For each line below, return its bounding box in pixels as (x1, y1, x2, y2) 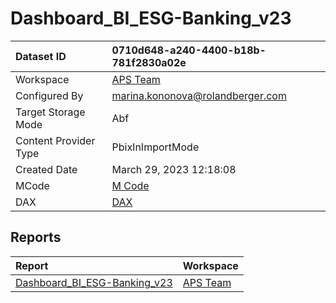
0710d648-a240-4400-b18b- (111, 43, 267, 57)
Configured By (15, 88, 84, 102)
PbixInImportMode (111, 140, 200, 154)
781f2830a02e (111, 55, 187, 69)
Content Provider (15, 133, 96, 147)
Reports (10, 229, 62, 246)
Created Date (15, 162, 78, 176)
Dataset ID (15, 49, 67, 63)
